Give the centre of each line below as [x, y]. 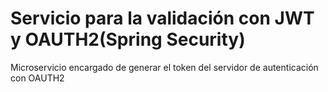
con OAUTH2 [37, 78]
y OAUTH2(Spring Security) [128, 39]
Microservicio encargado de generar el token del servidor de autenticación [164, 67]
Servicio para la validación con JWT [162, 18]
